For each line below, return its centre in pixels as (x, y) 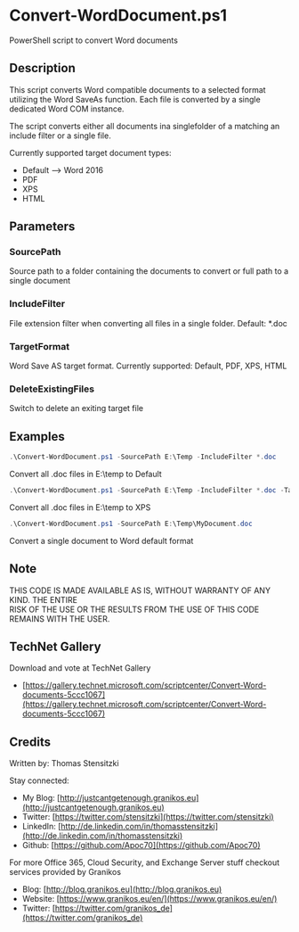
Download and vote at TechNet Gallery (80, 668)
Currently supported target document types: (90, 153)
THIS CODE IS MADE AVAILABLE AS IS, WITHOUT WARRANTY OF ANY (140, 590)
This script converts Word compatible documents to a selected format (137, 89)
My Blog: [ (41, 798)
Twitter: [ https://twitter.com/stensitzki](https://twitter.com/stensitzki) (148, 817)
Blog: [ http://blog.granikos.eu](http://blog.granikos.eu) (122, 889)
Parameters (42, 227)
